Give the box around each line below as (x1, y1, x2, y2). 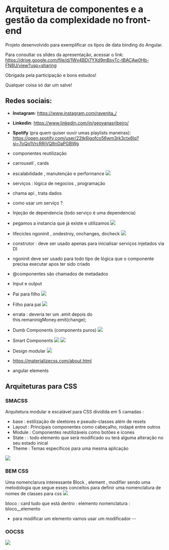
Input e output (12, 280, 42, 286)
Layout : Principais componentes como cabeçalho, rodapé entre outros (12, 424, 160, 430)
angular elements (12, 367, 49, 373)
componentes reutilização (12, 150, 67, 156)
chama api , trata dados (12, 190, 62, 196)
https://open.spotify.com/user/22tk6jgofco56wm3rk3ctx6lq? (12, 135, 139, 141)
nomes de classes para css (5, 490, 62, 496)
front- (125, 14, 151, 26)
